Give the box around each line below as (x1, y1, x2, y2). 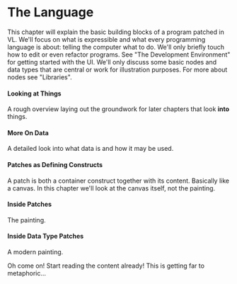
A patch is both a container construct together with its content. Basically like (7, 176, 230, 185)
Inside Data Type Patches (7, 232, 84, 241)
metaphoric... (7, 268, 47, 277)
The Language (7, 4, 94, 21)
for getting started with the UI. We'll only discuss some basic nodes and (7, 57, 217, 66)
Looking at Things (7, 89, 62, 98)
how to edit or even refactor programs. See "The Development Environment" (7, 50, 231, 59)
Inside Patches (7, 200, 52, 209)
